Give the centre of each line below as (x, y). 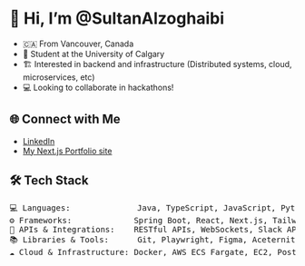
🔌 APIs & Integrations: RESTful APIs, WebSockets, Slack (146, 229)
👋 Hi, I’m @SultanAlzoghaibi (117, 19)
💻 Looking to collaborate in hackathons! (98, 87)
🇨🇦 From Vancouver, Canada (78, 44)
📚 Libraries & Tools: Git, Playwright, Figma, (128, 239)
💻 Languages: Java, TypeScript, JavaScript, (143, 207)
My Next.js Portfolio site (67, 151)
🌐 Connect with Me (65, 119)
